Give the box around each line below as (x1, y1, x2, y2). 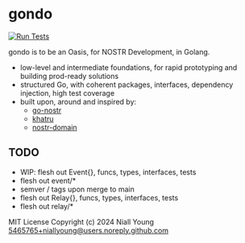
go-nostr (31, 105, 62, 115)
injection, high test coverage (19, 88, 115, 97)
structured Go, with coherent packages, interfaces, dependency (19, 80, 234, 89)
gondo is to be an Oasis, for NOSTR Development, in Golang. (8, 47, 210, 56)
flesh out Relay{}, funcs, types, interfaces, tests (19, 192, 179, 202)
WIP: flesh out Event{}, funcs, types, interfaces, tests (19, 167, 197, 177)
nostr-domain (31, 122, 78, 132)
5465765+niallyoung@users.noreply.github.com (8, 225, 169, 235)
